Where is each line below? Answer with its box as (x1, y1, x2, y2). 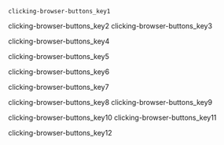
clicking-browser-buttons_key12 (8, 128, 112, 137)
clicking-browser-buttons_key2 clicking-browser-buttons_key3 (8, 21, 213, 31)
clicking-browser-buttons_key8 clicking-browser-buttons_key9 (8, 98, 213, 106)
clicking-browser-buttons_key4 (8, 36, 110, 46)
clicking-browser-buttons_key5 (8, 52, 110, 61)
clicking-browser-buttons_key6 (8, 67, 110, 76)
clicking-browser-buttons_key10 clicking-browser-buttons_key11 (8, 113, 217, 122)
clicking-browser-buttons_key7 (8, 83, 109, 91)
